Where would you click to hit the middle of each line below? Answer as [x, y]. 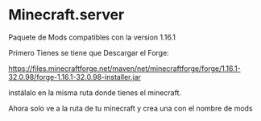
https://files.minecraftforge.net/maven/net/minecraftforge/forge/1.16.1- [124, 68]
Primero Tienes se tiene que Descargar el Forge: [89, 52]
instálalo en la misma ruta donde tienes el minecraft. [95, 92]
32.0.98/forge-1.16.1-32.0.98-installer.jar [75, 77]
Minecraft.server [66, 15]
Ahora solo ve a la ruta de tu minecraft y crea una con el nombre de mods [130, 108]
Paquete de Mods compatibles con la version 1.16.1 [92, 37]
